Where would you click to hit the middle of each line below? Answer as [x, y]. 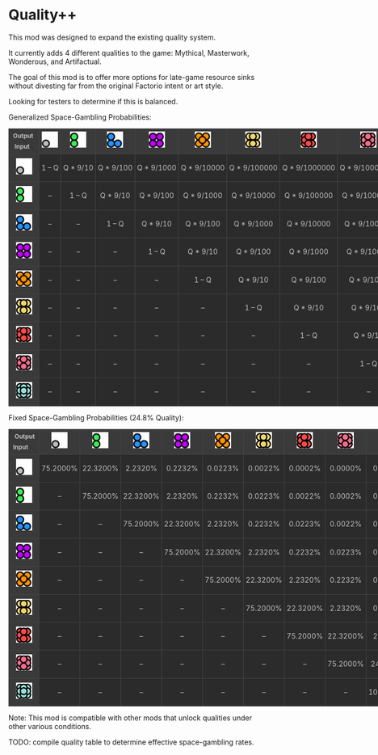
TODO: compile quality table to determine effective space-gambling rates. [131, 742]
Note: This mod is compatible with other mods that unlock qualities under [130, 718]
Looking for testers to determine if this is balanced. [93, 101]
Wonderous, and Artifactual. [55, 61]
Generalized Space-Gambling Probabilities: [80, 117]
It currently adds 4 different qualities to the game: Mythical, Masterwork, [129, 53]
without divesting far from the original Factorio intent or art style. [116, 86]
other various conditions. [50, 727]
